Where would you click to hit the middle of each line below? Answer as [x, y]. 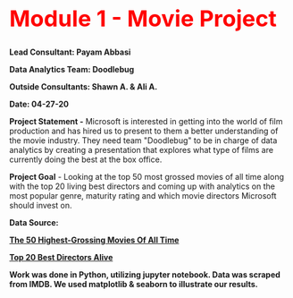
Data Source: [34, 222]
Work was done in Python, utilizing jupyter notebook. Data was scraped [145, 274]
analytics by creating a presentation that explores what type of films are [142, 149]
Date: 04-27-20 [39, 104]
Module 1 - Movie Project [143, 18]
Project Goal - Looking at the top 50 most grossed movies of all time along [146, 176]
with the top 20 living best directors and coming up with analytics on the [142, 186]
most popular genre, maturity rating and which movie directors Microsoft [143, 195]
